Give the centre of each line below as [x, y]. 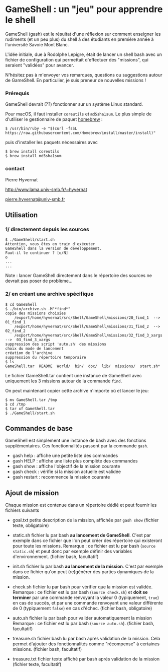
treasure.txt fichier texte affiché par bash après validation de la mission [86, 659]
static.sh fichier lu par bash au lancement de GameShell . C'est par [82, 535]
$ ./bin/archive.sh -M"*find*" [38, 309]
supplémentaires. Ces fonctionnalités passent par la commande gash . [77, 446]
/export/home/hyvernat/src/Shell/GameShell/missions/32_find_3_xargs [89, 335]
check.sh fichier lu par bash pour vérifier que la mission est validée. [82, 587]
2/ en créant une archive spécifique [49, 294]
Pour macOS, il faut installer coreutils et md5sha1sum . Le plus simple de [78, 114]
